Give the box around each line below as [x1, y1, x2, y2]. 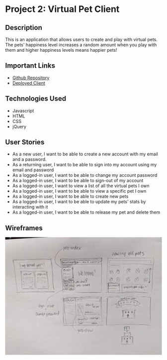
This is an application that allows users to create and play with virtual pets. [5, 36, 158, 42]
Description [5, 23, 42, 32]
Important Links [5, 61, 56, 70]
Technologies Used [5, 95, 66, 103]
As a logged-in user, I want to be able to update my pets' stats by [12, 199, 146, 205]
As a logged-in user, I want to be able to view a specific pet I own [12, 188, 147, 194]
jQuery [12, 123, 26, 129]
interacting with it [12, 204, 48, 210]
